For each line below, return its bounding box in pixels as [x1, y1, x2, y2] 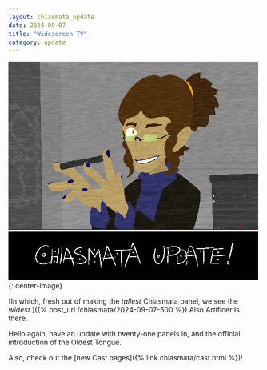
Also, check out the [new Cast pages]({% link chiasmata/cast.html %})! [8, 353, 243, 363]
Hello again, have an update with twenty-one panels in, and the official [8, 329, 241, 339]
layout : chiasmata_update [8, 13, 94, 21]
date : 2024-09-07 [8, 21, 66, 30]
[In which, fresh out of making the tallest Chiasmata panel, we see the [8, 296, 238, 306]
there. [8, 313, 28, 324]
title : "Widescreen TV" [8, 30, 88, 38]
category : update [8, 38, 66, 46]
